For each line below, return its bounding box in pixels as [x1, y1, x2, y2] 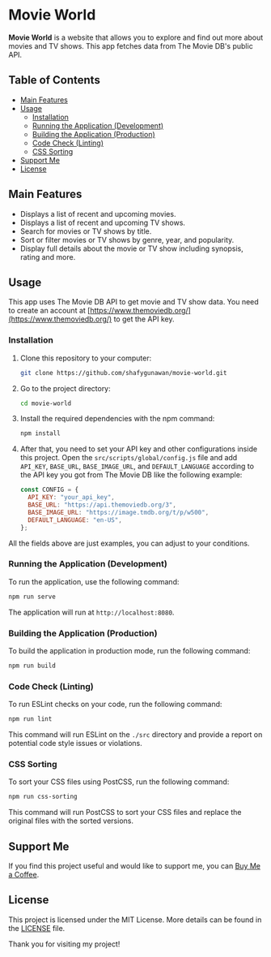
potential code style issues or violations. [8, 739, 143, 748]
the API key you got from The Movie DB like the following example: [19, 470, 243, 480]
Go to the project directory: [19, 383, 111, 393]
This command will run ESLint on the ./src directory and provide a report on [8, 730, 263, 739]
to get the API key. [113, 314, 175, 324]
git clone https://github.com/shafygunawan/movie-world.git [19, 369, 227, 377]
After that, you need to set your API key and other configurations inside [19, 444, 257, 454]
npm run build [8, 662, 57, 670]
